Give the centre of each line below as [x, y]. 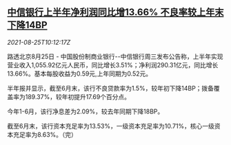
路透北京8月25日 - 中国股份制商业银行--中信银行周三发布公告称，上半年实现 [115, 56]
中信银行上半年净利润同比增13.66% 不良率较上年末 [115, 12]
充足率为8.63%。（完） [45, 134]
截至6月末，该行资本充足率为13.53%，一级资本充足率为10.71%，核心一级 [111, 126]
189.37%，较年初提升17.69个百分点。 [78, 97]
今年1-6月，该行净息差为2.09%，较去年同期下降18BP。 [86, 111]
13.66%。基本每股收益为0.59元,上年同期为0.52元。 [80, 74]
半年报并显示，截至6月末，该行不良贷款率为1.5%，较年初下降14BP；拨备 [111, 88]
